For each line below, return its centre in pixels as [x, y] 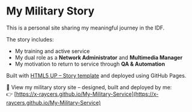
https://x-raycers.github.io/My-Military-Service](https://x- [87, 94]
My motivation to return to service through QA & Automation [90, 64]
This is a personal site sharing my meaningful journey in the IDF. [85, 28]
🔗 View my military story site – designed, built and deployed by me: [89, 87]
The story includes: [30, 39]
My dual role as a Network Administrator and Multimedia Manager [99, 57]
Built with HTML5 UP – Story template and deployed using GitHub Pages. [96, 75]
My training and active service [52, 51]
